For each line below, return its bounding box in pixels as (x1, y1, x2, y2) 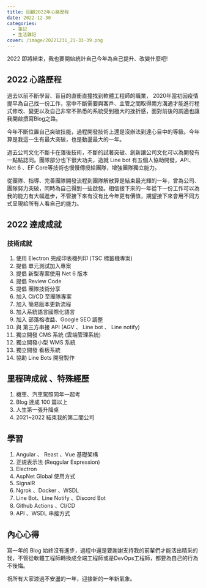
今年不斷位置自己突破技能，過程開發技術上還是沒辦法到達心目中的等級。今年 (7, 128, 200, 135)
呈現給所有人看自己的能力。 (12, 199, 82, 207)
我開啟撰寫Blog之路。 (7, 114, 62, 122)
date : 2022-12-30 (7, 15, 51, 21)
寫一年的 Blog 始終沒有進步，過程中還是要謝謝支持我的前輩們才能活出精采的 (7, 546, 198, 554)
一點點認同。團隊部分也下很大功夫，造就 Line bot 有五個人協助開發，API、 (7, 156, 194, 163)
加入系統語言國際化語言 (15, 308, 75, 315)
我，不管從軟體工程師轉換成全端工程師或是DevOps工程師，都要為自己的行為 (7, 554, 199, 562)
